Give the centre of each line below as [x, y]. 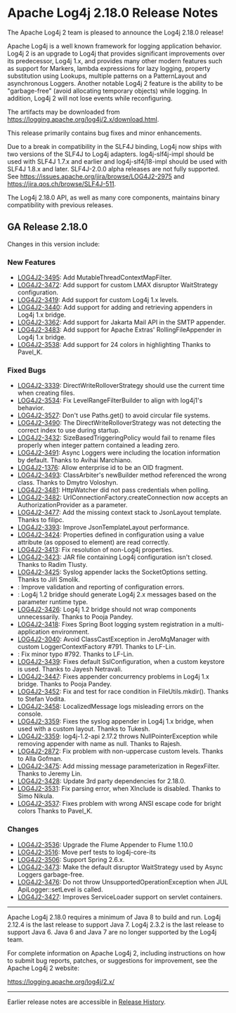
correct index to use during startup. [69, 431]
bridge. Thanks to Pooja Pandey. [65, 684]
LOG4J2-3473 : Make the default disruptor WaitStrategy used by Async [120, 867]
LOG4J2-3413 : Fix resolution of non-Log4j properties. [96, 550]
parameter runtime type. [53, 602]
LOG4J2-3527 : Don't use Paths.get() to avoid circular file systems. [114, 415]
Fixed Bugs [27, 370]
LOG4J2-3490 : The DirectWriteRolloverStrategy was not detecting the [119, 423]
